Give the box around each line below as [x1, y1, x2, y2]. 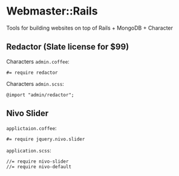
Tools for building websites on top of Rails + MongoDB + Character [6, 24, 174, 31]
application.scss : [6, 146, 51, 154]
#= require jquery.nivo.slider [6, 136, 85, 142]
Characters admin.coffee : [6, 57, 70, 65]
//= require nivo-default [6, 163, 71, 170]
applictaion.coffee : [6, 124, 57, 131]
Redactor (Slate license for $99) [6, 42, 129, 52]
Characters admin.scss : [6, 80, 65, 87]
